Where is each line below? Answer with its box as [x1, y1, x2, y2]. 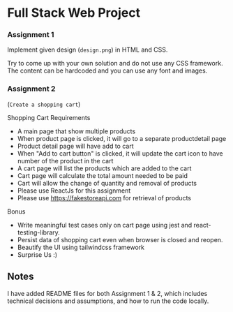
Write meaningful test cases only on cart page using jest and [17, 221, 193, 229]
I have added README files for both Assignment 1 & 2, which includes [7, 289, 208, 297]
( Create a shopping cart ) [7, 100, 81, 108]
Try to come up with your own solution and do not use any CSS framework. [7, 59, 223, 68]
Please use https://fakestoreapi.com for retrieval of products [17, 193, 192, 202]
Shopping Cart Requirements [7, 113, 91, 121]
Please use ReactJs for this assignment [17, 186, 131, 195]
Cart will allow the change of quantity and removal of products [17, 179, 197, 187]
